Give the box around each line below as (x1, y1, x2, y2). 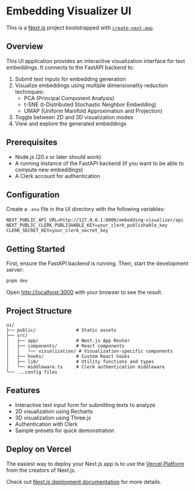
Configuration (6, 189, 60, 200)
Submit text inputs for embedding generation (14, 75, 126, 82)
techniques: (14, 88, 44, 95)
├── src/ (6, 332, 28, 338)
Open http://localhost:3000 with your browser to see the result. (6, 289, 163, 296)
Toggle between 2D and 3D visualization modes (14, 113, 134, 121)
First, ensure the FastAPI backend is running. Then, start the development (6, 260, 189, 267)
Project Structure (6, 306, 72, 316)
